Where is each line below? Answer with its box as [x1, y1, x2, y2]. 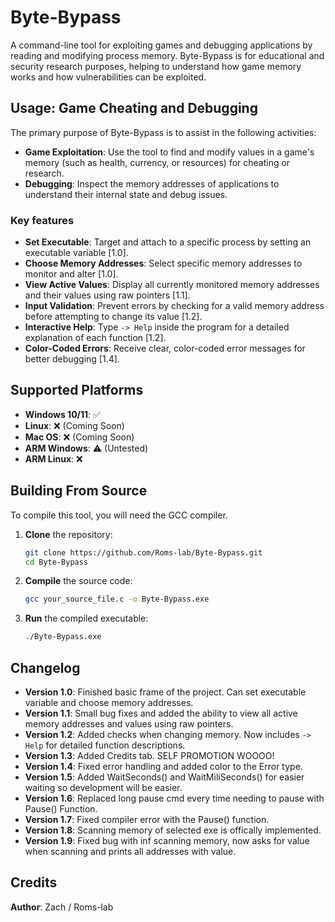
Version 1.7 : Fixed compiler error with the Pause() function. [24, 813, 270, 825]
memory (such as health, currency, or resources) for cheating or [24, 156, 291, 168]
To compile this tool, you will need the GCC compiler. [10, 509, 228, 521]
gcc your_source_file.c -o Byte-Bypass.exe [24, 594, 210, 605]
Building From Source [10, 482, 148, 500]
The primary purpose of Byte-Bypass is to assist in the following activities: [10, 126, 317, 138]
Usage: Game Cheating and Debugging [10, 100, 258, 117]
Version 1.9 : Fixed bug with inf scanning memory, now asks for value [24, 834, 310, 846]
